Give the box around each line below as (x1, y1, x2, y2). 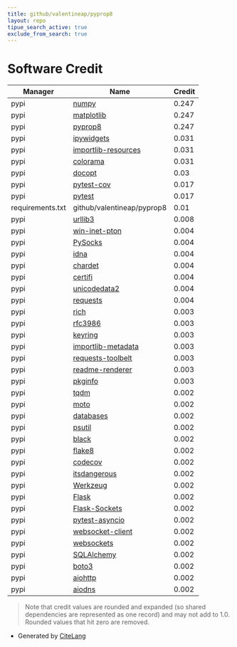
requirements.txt (11, 203, 66, 213)
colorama (73, 157, 105, 167)
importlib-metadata (73, 342, 139, 352)
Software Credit (7, 61, 103, 77)
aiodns (73, 584, 96, 594)
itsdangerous (73, 469, 117, 479)
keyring (73, 330, 98, 340)
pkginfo (73, 377, 98, 386)
